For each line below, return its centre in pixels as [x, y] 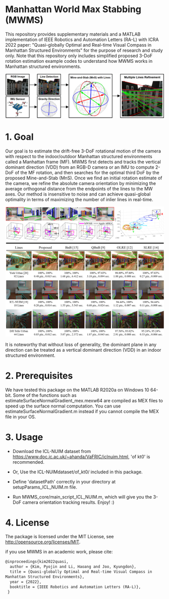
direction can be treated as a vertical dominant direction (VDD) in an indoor [83, 350]
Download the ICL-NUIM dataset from [52, 451]
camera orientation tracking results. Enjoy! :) [68, 502]
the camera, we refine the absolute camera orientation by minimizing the [81, 183]
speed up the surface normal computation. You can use [63, 406]
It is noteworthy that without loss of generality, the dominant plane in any [81, 344]
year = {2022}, [26, 582]
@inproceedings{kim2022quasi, [37, 562]
